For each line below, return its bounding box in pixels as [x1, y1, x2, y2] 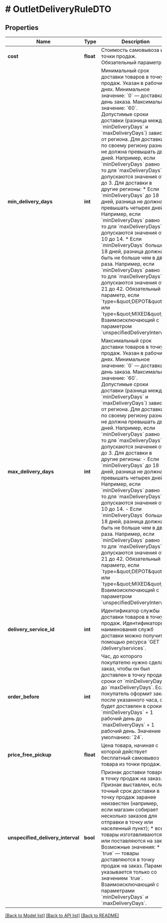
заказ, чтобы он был [101, 665, 150, 672]
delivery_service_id [7, 626, 55, 633]
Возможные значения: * [101, 844, 160, 850]
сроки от [101, 678, 123, 685]
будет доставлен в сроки [101, 702, 162, 709]
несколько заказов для [101, 812, 158, 819]
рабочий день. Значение [101, 727, 161, 734]
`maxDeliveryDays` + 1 [101, 721, 155, 728]
